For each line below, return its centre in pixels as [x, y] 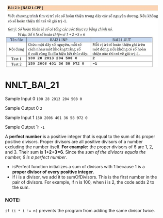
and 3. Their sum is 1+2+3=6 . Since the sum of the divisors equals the [75, 152]
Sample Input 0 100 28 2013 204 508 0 [44, 99]
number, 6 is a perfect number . [36, 157]
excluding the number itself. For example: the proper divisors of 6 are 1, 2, [79, 147]
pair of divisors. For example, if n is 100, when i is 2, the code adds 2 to [83, 182]
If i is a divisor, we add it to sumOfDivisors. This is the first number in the [84, 177]
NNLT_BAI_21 [32, 85]
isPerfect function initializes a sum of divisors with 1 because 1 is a [78, 166]
